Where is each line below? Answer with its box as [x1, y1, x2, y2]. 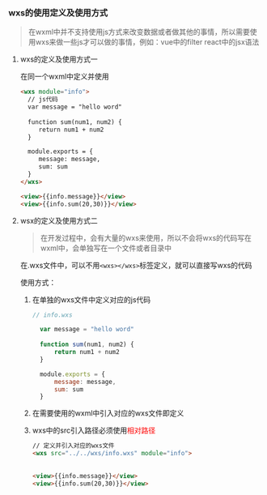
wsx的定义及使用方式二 [19, 215, 99, 225]
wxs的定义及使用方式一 [19, 54, 99, 64]
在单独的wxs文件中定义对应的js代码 [32, 294, 151, 305]
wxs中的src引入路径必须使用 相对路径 [32, 425, 156, 435]
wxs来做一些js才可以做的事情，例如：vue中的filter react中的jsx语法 [35, 37, 260, 47]
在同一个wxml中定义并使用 [19, 71, 109, 82]
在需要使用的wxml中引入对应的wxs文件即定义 [32, 408, 184, 418]
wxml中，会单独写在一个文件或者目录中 [40, 243, 172, 253]
